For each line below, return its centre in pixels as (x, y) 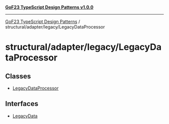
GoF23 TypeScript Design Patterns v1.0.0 (50, 7)
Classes (18, 76)
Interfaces (22, 104)
